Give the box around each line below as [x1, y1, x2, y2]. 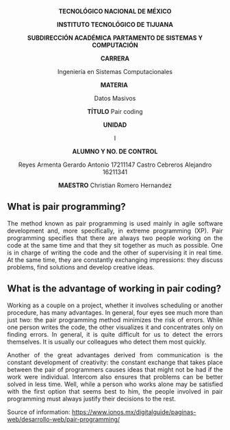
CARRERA [100, 54, 130, 62]
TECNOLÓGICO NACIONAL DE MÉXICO [58, 8, 172, 15]
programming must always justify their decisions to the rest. [7, 394, 176, 403]
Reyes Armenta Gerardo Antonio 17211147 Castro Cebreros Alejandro [18, 160, 212, 169]
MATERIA [100, 81, 128, 89]
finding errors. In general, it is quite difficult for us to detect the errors [7, 330, 223, 338]
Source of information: [7, 407, 71, 416]
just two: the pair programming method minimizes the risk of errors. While [7, 315, 223, 324]
